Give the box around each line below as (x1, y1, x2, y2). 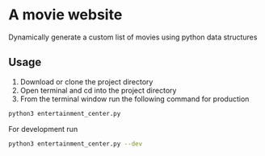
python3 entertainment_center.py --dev (8, 139, 143, 148)
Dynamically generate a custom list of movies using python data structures (8, 32, 258, 42)
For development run (8, 124, 78, 133)
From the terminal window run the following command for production (19, 94, 250, 104)
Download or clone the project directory (19, 76, 154, 86)
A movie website (8, 6, 123, 24)
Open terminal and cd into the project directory (19, 85, 177, 95)
